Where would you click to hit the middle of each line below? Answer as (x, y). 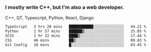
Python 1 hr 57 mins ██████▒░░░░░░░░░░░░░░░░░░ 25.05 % (76, 31)
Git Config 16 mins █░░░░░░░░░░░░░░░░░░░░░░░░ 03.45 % (76, 45)
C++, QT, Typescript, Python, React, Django (50, 18)
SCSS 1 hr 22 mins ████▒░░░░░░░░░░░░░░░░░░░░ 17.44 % (76, 36)
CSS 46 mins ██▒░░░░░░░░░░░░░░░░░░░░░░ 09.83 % (76, 40)
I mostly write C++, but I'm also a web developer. (65, 7)
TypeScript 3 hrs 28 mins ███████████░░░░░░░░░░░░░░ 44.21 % (76, 27)
